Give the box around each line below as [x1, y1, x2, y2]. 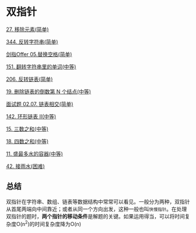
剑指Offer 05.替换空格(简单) [6, 50, 72, 57]
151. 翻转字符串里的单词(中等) [6, 63, 76, 70]
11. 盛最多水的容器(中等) [6, 150, 63, 157]
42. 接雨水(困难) [6, 162, 45, 170]
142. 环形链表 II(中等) [6, 112, 57, 120]
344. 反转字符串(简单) [6, 38, 58, 45]
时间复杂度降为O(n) [34, 220, 82, 227]
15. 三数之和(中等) [6, 125, 48, 132]
